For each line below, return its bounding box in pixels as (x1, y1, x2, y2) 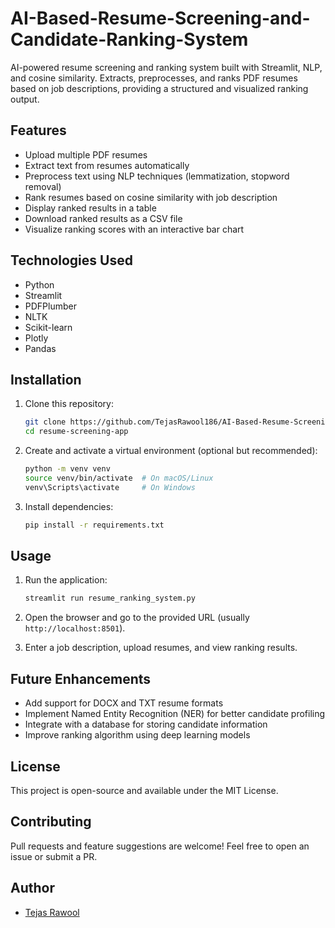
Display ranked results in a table (24, 202, 157, 214)
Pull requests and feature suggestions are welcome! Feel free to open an (10, 840, 310, 852)
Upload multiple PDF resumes (24, 148, 148, 161)
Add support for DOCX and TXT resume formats (24, 697, 224, 709)
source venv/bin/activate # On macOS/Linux (24, 473, 214, 483)
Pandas (24, 342, 57, 354)
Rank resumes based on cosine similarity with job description (24, 191, 278, 203)
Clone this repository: (24, 398, 114, 410)
